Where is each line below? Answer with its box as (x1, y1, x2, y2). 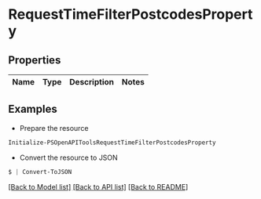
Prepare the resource (19, 123, 89, 132)
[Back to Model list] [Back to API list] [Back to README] (8, 182, 189, 191)
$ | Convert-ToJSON (8, 168, 72, 175)
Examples (8, 103, 57, 116)
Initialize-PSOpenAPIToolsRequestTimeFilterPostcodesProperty (8, 139, 216, 147)
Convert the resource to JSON (19, 153, 118, 162)
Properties (8, 53, 61, 67)
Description (69, 77, 114, 87)
